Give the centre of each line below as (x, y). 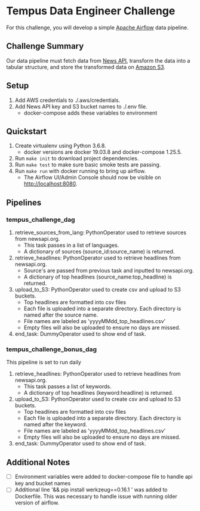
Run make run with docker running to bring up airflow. (80, 171)
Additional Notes (38, 462)
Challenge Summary (45, 46)
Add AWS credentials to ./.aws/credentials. (67, 100)
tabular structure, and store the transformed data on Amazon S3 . (86, 67)
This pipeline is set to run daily (44, 363)
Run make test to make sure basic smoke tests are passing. (88, 165)
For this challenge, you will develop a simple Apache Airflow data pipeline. (98, 27)
